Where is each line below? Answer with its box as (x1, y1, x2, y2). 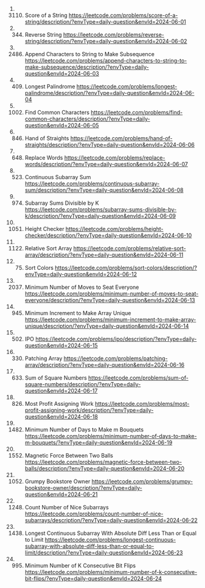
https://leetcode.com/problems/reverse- (63, 31, 165, 38)
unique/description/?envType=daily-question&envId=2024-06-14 (24, 322, 189, 330)
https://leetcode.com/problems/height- (65, 225, 164, 232)
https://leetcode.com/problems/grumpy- (91, 478, 193, 485)
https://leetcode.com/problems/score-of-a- (68, 12, 178, 19)
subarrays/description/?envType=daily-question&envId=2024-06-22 (24, 517, 198, 523)
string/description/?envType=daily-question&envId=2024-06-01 (24, 18, 186, 25)
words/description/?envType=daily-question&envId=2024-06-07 (24, 161, 188, 168)
